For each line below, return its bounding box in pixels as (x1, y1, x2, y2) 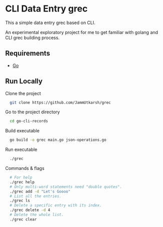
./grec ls (10, 198, 30, 203)
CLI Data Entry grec (5, 3, 88, 15)
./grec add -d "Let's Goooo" (10, 189, 71, 194)
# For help (10, 175, 33, 180)
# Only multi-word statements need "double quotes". (10, 184, 122, 189)
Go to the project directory (5, 109, 60, 115)
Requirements (5, 49, 50, 58)
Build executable (5, 128, 40, 134)
